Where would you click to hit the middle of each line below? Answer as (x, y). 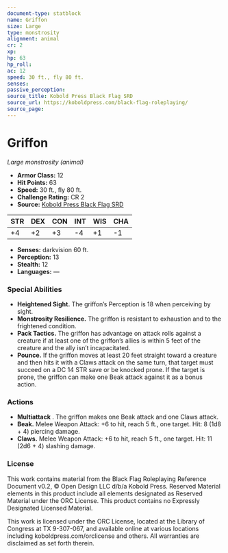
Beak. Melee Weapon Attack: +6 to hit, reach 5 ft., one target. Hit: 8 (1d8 (119, 424)
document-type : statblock (44, 13)
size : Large (24, 26)
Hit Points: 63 (37, 182)
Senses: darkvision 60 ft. (53, 249)
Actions (21, 402)
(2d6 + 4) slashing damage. (56, 446)
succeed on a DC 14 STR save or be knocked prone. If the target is (111, 369)
